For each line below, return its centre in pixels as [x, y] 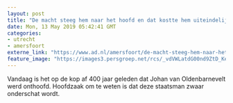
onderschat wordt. [34, 93]
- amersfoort [26, 46]
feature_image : [29, 59]
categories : [24, 33]
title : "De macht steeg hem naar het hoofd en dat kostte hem [99, 20]
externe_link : [28, 53]
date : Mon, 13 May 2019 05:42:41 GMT [62, 26]
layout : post [26, 14]
